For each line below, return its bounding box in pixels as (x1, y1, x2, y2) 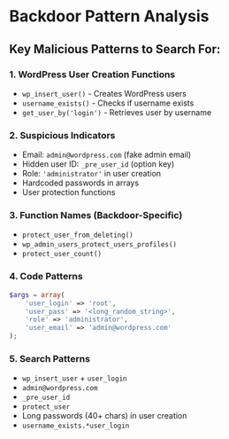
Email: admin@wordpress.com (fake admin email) (21, 149, 192, 161)
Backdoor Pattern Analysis (9, 6, 210, 27)
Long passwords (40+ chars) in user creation (21, 411, 187, 421)
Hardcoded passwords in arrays (21, 177, 140, 188)
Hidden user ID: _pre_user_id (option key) (21, 159, 175, 169)
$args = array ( (9, 290, 65, 299)
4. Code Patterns (9, 270, 83, 283)
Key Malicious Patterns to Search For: (9, 42, 221, 57)
